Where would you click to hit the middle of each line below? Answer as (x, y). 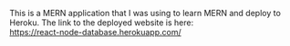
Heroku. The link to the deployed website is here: (102, 23)
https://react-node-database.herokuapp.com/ (95, 32)
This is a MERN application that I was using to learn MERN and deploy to (145, 13)
